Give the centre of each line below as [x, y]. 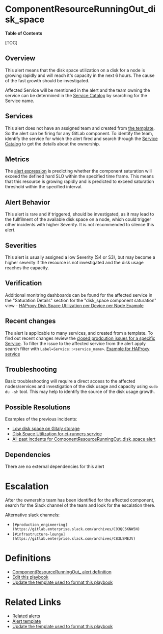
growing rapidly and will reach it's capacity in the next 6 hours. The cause [80, 75]
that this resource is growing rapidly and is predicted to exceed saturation [80, 181]
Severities [21, 245]
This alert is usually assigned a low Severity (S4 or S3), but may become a [80, 257]
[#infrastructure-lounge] [39, 534]
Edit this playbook [30, 577]
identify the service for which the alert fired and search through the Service [81, 139]
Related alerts [26, 616]
